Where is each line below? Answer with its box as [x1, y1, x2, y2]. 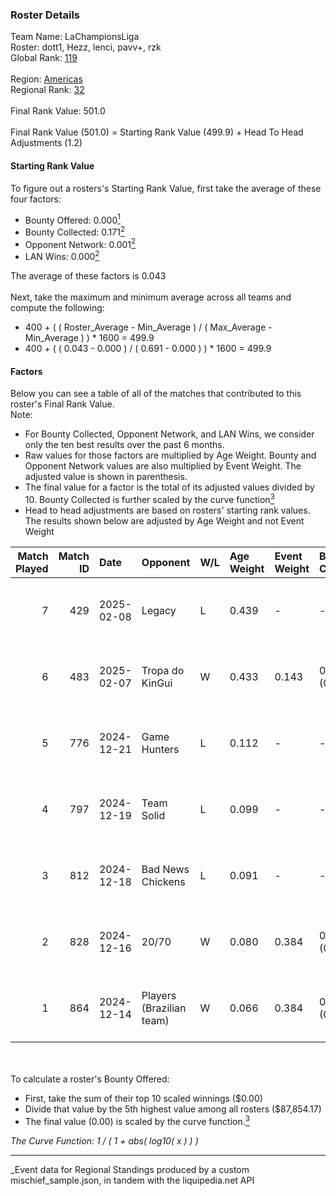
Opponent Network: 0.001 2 [24, 236, 137, 250]
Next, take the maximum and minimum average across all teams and [10, 291, 292, 303]
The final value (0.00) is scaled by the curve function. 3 [24, 1113, 250, 1127]
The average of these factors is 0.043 [10, 270, 167, 282]
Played [15, 561, 49, 575]
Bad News [141, 862, 190, 876]
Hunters [141, 742, 180, 756]
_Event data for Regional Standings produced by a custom [10, 1163, 250, 1175]
